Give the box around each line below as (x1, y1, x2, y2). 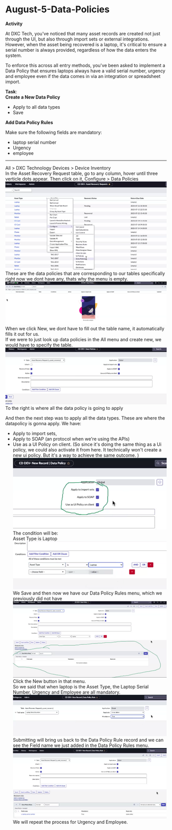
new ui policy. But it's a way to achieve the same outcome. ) (12, 452, 139, 458)
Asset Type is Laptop (12, 536, 58, 542)
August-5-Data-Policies (5, 4, 110, 15)
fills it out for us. (5, 331, 39, 337)
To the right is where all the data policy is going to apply (5, 405, 123, 411)
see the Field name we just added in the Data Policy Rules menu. (12, 742, 149, 748)
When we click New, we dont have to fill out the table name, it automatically (5, 326, 165, 332)
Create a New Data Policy (5, 94, 60, 100)
